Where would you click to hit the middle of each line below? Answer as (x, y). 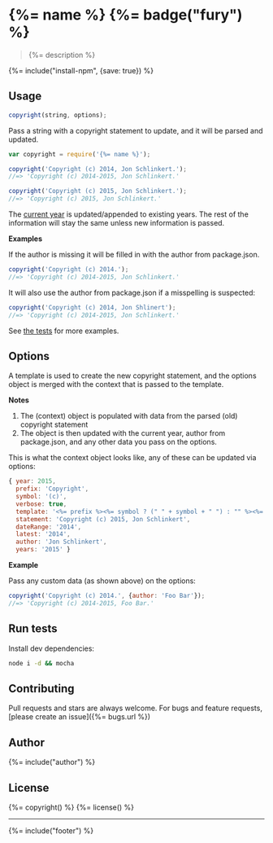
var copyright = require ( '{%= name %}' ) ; (80, 154)
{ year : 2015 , (32, 481)
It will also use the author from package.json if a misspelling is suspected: (132, 292)
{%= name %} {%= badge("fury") (126, 15)
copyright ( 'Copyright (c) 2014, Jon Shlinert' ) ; (92, 307)
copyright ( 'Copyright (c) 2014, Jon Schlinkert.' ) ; (97, 169)
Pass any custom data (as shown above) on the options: (102, 581)
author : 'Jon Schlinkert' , (61, 542)
